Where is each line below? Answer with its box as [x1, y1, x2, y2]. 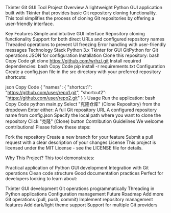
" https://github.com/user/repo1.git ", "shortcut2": [5, 90, 107, 95]
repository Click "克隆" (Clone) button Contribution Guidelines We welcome [5, 118, 164, 124]
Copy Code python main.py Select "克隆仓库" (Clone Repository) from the [5, 101, 161, 107]
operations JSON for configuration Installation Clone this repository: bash [5, 52, 160, 58]
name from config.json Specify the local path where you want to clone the [5, 112, 161, 118]
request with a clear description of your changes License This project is [5, 139, 156, 145]
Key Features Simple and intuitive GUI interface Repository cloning [5, 31, 145, 36]
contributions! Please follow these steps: [5, 124, 91, 130]
